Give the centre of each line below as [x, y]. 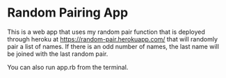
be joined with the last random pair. [58, 54]
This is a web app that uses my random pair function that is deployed [106, 32]
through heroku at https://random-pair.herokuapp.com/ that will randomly [112, 39]
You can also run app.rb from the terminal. [68, 67]
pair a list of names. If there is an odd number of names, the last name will [113, 46]
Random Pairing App [68, 13]
